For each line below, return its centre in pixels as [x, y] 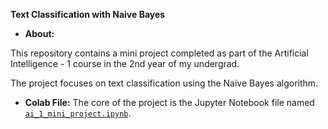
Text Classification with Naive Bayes [88, 14]
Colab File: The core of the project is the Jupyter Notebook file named [169, 102]
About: [39, 33]
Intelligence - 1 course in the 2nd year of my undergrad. [125, 63]
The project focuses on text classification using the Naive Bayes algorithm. [164, 83]
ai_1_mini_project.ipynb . [78, 113]
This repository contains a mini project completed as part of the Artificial [159, 53]
